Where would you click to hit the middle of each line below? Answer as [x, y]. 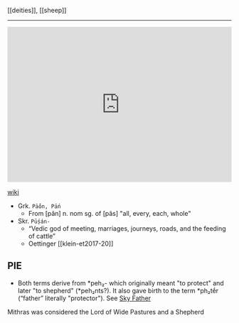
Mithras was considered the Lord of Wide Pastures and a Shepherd [106, 312]
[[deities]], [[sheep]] [37, 10]
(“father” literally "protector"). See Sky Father [84, 298]
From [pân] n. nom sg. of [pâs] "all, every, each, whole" [110, 213]
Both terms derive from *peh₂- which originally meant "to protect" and [121, 283]
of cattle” [42, 236]
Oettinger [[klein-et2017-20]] [71, 243]
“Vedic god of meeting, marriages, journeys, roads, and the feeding [127, 229]
